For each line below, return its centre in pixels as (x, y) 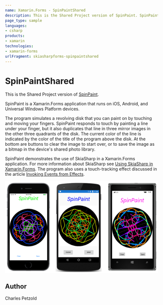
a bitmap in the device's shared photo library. (50, 149)
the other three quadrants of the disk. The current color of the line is (73, 134)
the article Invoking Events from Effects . (45, 174)
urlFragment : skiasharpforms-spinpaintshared (52, 56)
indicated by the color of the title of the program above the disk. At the (75, 139)
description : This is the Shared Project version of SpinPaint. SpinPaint (82, 15)
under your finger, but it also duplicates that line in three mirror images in (78, 129)
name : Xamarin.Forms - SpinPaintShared (45, 10)
